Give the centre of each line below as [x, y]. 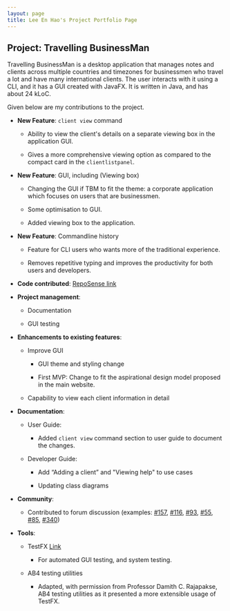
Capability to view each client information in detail [98, 398]
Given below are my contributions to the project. [76, 107]
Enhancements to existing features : [69, 337]
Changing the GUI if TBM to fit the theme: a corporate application [120, 189]
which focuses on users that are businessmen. [94, 196]
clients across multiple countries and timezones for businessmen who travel [115, 72]
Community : [35, 499]
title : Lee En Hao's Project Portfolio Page [72, 20]
